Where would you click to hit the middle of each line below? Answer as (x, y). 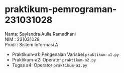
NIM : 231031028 (22, 39)
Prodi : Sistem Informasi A (32, 44)
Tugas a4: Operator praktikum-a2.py (49, 65)
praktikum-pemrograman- (61, 9)
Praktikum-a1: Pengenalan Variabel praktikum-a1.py (65, 54)
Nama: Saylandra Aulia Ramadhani (40, 34)
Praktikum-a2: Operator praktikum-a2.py (54, 59)
